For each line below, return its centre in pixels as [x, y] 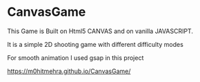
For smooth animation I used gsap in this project [76, 58]
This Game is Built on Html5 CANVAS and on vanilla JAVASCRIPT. [100, 31]
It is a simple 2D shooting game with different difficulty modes [96, 44]
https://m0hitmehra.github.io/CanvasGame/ [69, 71]
